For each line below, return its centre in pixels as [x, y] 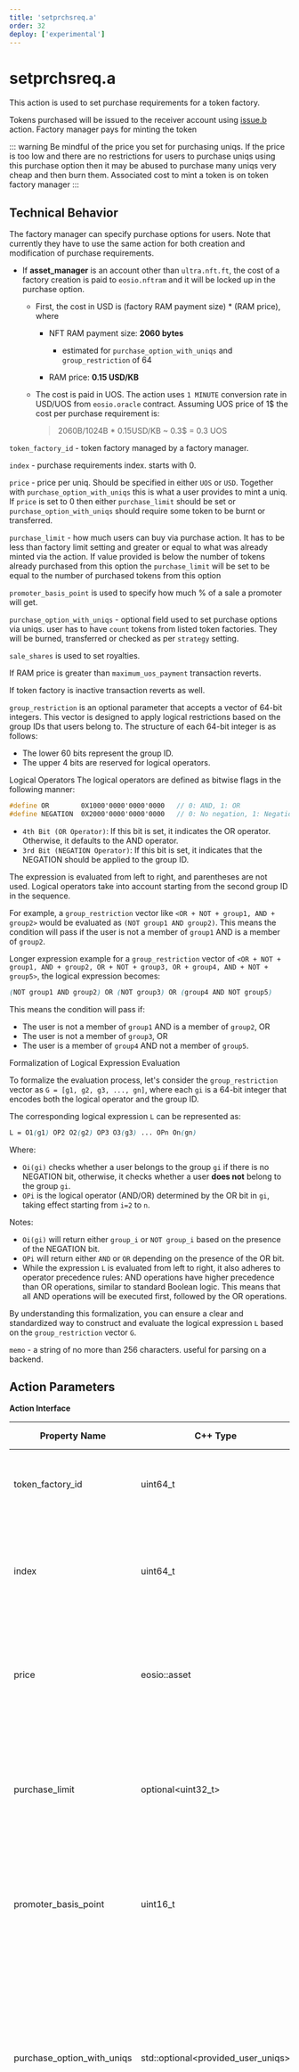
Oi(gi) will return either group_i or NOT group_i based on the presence [152, 1239]
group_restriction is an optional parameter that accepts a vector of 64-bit [146, 708]
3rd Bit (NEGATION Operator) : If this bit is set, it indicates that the [142, 850]
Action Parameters [62, 1387]
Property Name [73, 1436]
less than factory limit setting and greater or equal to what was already [139, 547]
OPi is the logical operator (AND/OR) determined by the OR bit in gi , [145, 1195]
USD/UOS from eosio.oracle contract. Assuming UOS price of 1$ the [162, 404]
